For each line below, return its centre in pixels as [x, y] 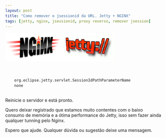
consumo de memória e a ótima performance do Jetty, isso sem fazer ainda [83, 115]
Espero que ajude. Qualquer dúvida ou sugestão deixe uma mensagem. [79, 130]
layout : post [19, 10]
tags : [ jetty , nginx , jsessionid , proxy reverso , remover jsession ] [78, 21]
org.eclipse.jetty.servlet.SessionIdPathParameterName [72, 80]
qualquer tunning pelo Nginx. [35, 120]
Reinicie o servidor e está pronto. [39, 100]
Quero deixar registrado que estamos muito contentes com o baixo [74, 110]
